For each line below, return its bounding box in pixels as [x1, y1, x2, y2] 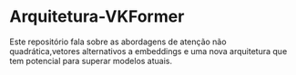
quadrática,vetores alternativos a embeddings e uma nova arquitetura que [9, 45, 288, 56]
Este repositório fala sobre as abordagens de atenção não [9, 36, 227, 47]
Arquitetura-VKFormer [9, 6, 185, 27]
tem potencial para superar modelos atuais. [9, 55, 173, 66]
